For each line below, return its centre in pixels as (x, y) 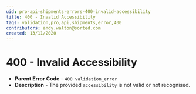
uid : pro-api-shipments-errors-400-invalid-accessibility (78, 11)
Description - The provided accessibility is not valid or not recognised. (102, 85)
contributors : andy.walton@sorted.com (53, 28)
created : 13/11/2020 (31, 33)
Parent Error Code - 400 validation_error (66, 79)
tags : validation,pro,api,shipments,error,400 (64, 22)
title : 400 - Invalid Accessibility (51, 17)
